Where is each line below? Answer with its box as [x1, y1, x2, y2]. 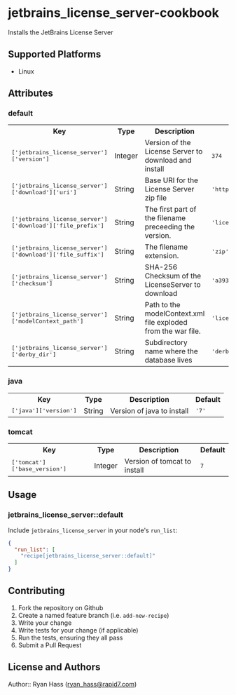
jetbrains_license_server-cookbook [8, 5, 219, 21]
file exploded [144, 318, 188, 328]
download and [144, 156, 192, 166]
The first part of [144, 205, 197, 215]
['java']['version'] [11, 407, 77, 414]
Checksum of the [144, 271, 202, 281]
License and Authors [8, 661, 101, 673]
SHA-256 [144, 262, 178, 272]
